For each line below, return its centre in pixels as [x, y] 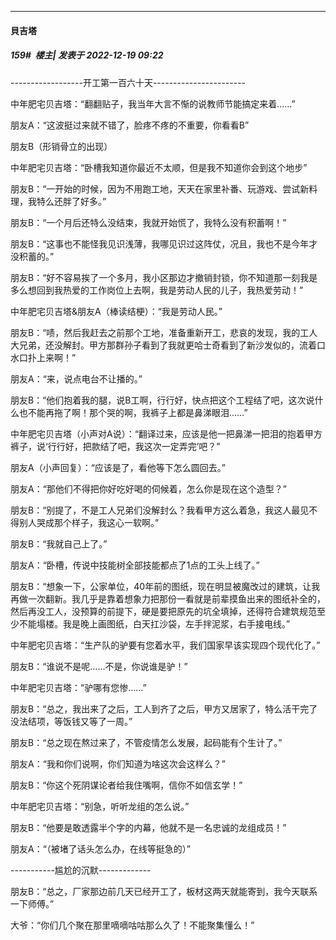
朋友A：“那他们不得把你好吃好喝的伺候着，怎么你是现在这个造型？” [148, 488]
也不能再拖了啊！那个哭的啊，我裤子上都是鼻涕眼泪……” [133, 412]
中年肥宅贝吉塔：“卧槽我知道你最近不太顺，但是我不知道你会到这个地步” [159, 167]
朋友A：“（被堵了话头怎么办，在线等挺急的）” [100, 848]
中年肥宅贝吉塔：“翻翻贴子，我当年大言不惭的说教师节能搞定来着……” [153, 103]
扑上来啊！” [52, 357]
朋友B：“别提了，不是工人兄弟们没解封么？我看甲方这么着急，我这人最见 [160, 510]
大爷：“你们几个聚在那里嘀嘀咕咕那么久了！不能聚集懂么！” [132, 925]
